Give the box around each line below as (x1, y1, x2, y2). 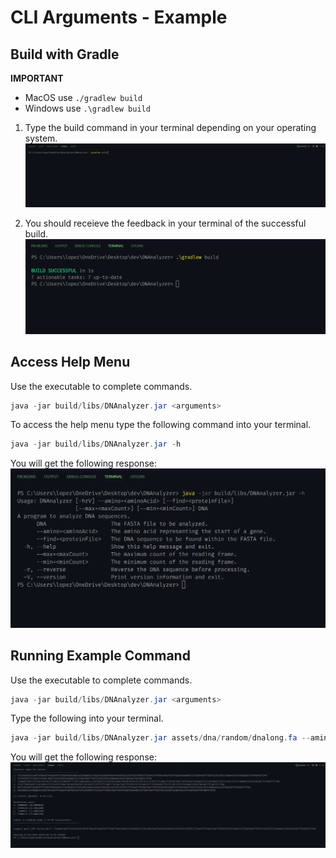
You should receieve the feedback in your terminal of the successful (24, 217, 307, 229)
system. (24, 132, 58, 144)
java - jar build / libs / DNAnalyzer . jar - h (10, 439, 182, 450)
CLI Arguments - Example (10, 6, 228, 29)
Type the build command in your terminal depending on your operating (24, 122, 317, 133)
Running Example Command (10, 647, 191, 665)
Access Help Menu (10, 354, 131, 371)
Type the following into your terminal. (10, 712, 164, 725)
